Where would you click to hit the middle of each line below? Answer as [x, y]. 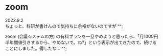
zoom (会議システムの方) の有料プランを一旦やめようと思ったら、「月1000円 [81, 36]
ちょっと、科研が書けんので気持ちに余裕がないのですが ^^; [64, 26]
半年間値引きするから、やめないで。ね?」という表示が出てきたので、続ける [81, 42]
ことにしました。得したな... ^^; [36, 48]
